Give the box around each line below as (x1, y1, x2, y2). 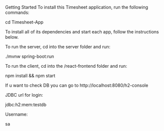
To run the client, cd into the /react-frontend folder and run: (5, 63, 127, 69)
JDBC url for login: (5, 92, 43, 98)
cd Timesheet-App (5, 19, 44, 25)
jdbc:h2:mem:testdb (5, 102, 46, 108)
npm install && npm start (5, 73, 56, 79)
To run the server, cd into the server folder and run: (5, 44, 111, 49)
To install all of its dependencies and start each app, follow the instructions (5, 29, 159, 34)
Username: (5, 112, 28, 117)
